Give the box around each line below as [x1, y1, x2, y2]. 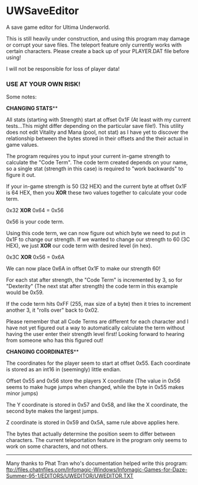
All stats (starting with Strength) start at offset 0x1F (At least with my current [6, 116, 191, 123]
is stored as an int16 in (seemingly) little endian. [6, 366, 121, 373]
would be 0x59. [6, 289, 44, 296]
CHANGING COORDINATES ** [6, 348, 79, 355]
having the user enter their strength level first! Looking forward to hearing [6, 331, 184, 338]
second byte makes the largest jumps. [6, 408, 99, 415]
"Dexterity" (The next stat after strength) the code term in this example [6, 283, 179, 290]
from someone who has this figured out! [6, 337, 104, 344]
